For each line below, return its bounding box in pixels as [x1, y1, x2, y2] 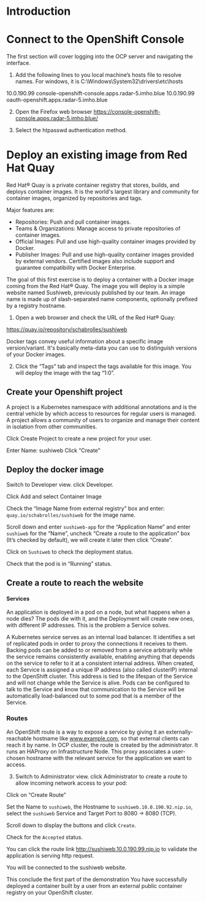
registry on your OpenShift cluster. [6, 888, 94, 896]
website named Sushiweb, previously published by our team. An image [6, 289, 186, 296]
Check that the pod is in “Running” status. [6, 560, 112, 567]
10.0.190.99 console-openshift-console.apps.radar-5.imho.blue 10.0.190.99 [6, 90, 195, 97]
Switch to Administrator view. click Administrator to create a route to [15, 772, 188, 780]
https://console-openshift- [93, 108, 161, 116]
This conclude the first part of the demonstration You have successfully [6, 876, 188, 883]
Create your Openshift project [6, 387, 123, 398]
